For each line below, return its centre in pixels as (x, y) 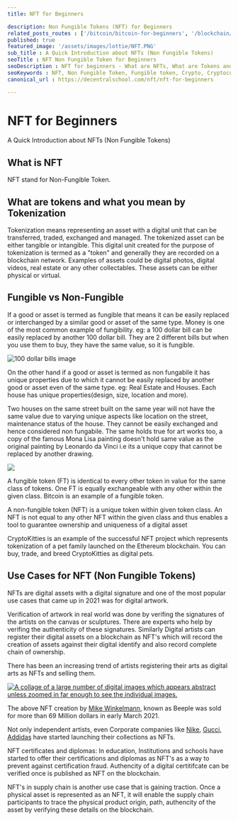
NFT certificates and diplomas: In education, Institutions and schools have (115, 750)
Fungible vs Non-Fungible (66, 297)
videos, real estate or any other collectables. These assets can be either (113, 268)
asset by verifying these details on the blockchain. (81, 810)
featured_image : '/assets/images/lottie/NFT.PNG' (82, 47)
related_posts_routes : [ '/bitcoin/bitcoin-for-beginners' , (98, 33)
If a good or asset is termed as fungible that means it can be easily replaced (118, 314)
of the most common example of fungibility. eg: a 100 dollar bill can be (110, 330)
